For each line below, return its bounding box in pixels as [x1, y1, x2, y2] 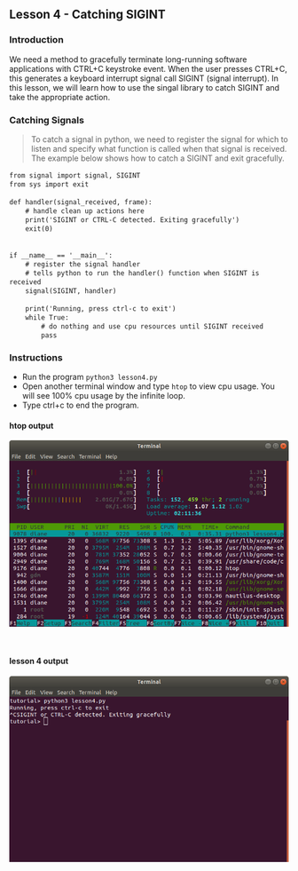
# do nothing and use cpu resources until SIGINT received [41, 321, 264, 331]
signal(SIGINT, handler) [25, 286, 117, 296]
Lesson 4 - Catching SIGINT [9, 7, 166, 22]
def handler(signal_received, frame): [9, 197, 153, 207]
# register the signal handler [25, 259, 141, 269]
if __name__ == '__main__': [9, 250, 114, 260]
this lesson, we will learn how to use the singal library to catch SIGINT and [9, 82, 280, 92]
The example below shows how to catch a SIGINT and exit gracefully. [30, 153, 286, 163]
